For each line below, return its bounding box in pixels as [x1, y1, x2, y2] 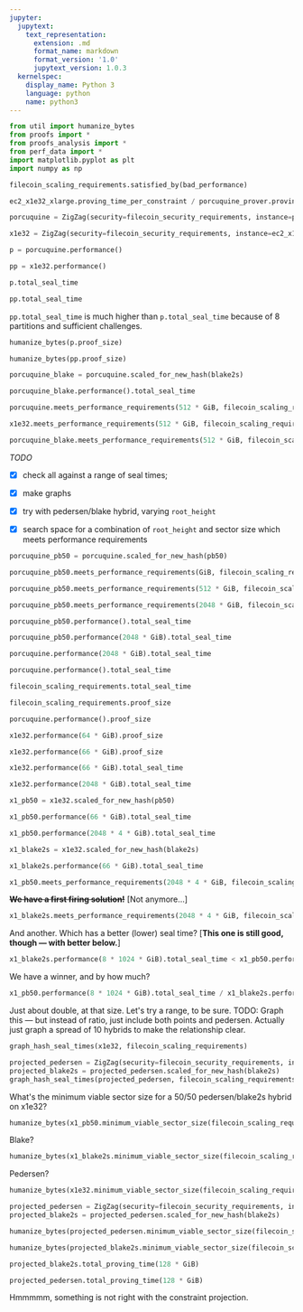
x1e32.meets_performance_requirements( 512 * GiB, [9, 419, 200, 428]
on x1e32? [9, 1101, 48, 1111]
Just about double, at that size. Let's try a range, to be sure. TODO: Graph [9, 1005, 284, 1016]
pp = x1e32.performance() [9, 262, 106, 271]
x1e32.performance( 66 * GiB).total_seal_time [9, 764, 183, 773]
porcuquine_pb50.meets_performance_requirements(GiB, [9, 567, 216, 576]
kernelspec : [17, 72, 63, 81]
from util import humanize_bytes [9, 122, 135, 131]
